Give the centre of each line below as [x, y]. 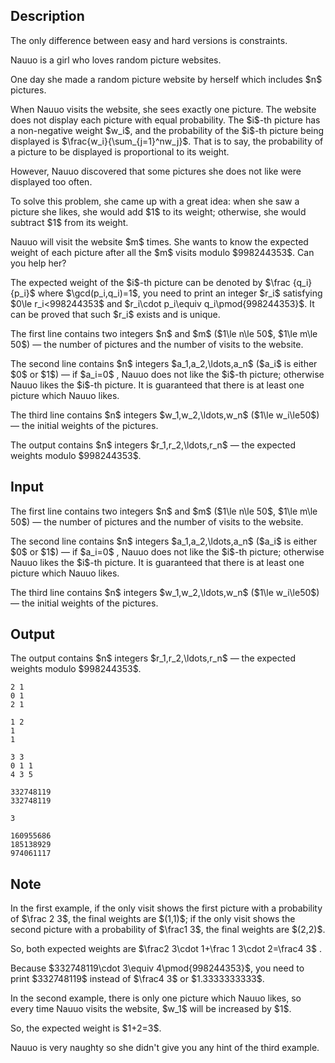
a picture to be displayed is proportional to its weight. [120, 151]
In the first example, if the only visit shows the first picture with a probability [166, 908]
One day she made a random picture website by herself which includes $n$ [166, 79]
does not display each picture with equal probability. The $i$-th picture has [165, 120]
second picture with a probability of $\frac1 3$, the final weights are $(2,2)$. [168, 930]
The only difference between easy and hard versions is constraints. [149, 40]
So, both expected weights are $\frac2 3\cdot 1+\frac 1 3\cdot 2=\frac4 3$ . [166, 949]
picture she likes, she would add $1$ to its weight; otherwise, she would [158, 211]
